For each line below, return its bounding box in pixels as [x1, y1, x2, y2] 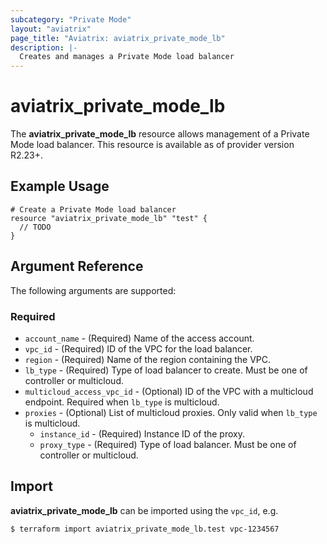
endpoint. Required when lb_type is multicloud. [24, 396, 220, 408]
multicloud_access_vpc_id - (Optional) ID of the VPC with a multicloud [24, 385, 314, 397]
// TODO [19, 222, 52, 232]
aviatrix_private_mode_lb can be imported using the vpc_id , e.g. [10, 504, 279, 516]
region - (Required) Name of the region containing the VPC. [24, 353, 272, 365]
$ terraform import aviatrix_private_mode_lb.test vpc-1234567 [10, 524, 280, 534]
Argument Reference [10, 258, 144, 275]
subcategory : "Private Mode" [10, 14, 132, 25]
